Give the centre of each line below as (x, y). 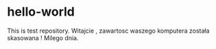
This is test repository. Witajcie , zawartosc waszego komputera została (108, 31)
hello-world (41, 12)
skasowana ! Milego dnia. (43, 37)
